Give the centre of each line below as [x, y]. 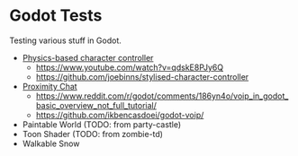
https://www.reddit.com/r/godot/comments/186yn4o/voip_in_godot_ [162, 96]
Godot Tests [56, 16]
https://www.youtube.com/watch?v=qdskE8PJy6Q [129, 67]
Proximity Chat [50, 86]
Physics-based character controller [88, 57]
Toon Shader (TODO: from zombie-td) [93, 134]
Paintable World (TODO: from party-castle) [102, 124]
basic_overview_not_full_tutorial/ [96, 105]
